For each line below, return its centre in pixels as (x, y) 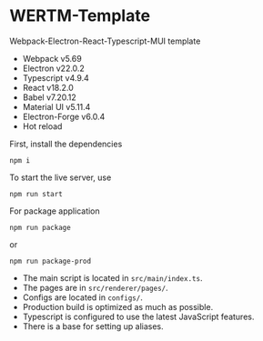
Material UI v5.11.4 (56, 106)
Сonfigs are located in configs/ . (82, 297)
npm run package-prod (51, 261)
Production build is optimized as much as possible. (118, 306)
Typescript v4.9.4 (56, 77)
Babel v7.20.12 (50, 97)
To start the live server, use (61, 177)
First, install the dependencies (66, 144)
